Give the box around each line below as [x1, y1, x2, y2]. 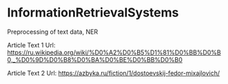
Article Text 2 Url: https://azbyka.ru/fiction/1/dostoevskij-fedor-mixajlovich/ [7, 69, 220, 77]
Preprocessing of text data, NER [7, 28, 99, 36]
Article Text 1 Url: [7, 41, 56, 49]
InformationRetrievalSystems [7, 5, 179, 21]
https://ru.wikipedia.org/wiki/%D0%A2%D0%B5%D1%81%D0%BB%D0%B [7, 48, 222, 56]
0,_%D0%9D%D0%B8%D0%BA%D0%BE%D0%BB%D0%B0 [7, 55, 183, 63]
